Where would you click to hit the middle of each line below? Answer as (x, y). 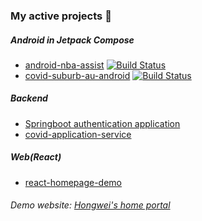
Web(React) (36, 157)
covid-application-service (78, 134)
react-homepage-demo (73, 182)
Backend (29, 98)
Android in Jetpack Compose (72, 40)
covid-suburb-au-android (77, 75)
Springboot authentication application (102, 123)
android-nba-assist (64, 65)
